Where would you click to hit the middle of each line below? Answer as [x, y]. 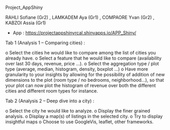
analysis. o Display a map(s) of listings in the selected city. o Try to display [84, 116]
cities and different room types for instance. [52, 91]
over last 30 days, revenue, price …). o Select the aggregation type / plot [82, 63]
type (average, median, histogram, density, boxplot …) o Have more [77, 69]
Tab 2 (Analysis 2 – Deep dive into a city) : [50, 101]
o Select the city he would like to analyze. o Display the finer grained [78, 111]
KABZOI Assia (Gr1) [26, 23]
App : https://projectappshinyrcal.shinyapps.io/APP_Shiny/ [74, 33]
